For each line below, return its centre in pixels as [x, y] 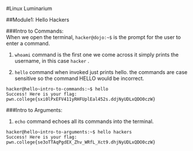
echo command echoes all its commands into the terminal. [84, 121]
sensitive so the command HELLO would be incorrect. [79, 78]
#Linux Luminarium [29, 8]
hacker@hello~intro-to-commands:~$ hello [57, 89]
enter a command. [28, 43]
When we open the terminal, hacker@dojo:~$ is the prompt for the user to [94, 37]
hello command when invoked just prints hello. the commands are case [101, 72]
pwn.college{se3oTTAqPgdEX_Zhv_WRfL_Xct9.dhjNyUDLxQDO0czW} [81, 142]
